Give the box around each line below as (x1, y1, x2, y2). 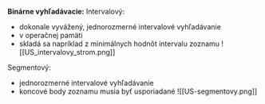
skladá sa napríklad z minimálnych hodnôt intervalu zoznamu (18, 39, 220, 48)
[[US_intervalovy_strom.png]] (18, 48, 116, 56)
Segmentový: (7, 63, 51, 72)
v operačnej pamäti (18, 31, 83, 40)
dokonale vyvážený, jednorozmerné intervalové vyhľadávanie (18, 22, 221, 31)
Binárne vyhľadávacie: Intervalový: (7, 7, 125, 16)
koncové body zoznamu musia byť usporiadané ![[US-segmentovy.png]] (18, 87, 258, 96)
